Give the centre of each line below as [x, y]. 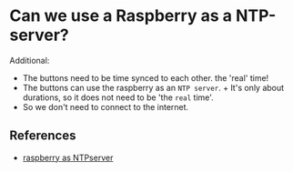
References [43, 136]
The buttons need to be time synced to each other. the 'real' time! [146, 77]
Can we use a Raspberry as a [121, 16]
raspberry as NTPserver [68, 157]
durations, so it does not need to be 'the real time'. [118, 97]
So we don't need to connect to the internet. [106, 106]
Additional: [30, 60]
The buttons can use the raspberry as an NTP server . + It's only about [153, 87]
